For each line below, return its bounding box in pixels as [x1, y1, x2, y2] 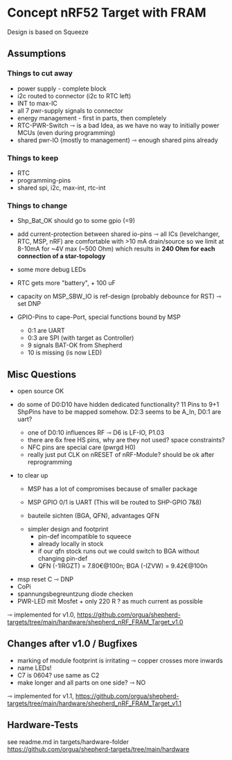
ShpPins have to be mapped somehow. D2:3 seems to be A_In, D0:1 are [17, 408, 222, 416]
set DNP [17, 300, 42, 308]
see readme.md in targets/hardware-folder [7, 737, 130, 745]
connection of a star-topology [17, 252, 106, 260]
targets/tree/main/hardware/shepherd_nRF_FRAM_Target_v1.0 [7, 618, 184, 626]
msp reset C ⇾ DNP [17, 575, 74, 583]
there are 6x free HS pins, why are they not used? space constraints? [27, 436, 225, 444]
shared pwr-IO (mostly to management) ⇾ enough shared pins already [17, 136, 218, 144]
